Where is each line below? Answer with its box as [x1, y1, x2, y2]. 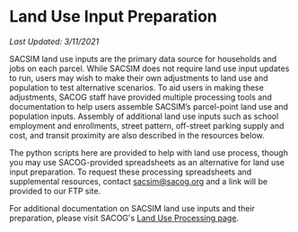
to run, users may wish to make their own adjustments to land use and [9, 72, 268, 83]
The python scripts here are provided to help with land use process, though [9, 147, 289, 158]
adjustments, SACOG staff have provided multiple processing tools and [9, 92, 272, 103]
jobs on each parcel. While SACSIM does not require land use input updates [9, 63, 290, 74]
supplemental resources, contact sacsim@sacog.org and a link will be [9, 175, 267, 186]
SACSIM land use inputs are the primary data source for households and [9, 53, 277, 64]
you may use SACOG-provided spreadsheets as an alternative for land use [9, 156, 285, 167]
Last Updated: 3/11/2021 [9, 36, 100, 47]
